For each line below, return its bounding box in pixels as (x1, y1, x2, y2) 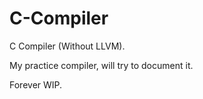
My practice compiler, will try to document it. (9, 59, 194, 71)
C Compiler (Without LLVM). (9, 40, 126, 52)
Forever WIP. (9, 78, 63, 91)
